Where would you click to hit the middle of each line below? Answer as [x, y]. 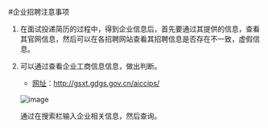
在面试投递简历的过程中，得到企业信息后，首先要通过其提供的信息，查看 [140, 29]
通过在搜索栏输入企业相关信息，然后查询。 [91, 116]
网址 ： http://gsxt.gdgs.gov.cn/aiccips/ [96, 83]
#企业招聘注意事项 [39, 12]
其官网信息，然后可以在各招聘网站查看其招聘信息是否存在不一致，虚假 [136, 39]
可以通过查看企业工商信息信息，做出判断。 [91, 66]
